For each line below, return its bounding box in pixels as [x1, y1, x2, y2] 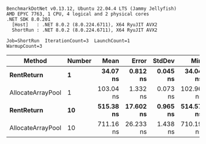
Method [23, 56, 47, 65]
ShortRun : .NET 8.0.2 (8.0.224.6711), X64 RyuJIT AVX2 [12, 27, 158, 33]
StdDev [153, 56, 175, 65]
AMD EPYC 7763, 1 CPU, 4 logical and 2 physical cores [6, 11, 150, 17]
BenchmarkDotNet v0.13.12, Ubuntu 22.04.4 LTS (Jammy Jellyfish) [6, 6, 177, 12]
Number [67, 56, 92, 65]
